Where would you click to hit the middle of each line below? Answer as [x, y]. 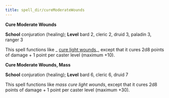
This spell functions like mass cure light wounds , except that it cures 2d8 [81, 84]
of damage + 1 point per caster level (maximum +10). [60, 55]
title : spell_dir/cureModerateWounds [45, 10]
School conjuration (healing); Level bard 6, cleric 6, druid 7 [67, 75]
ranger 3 [14, 40]
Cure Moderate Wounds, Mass [38, 64]
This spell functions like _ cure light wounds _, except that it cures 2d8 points [85, 49]
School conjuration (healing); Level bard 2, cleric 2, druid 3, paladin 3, [78, 34]
